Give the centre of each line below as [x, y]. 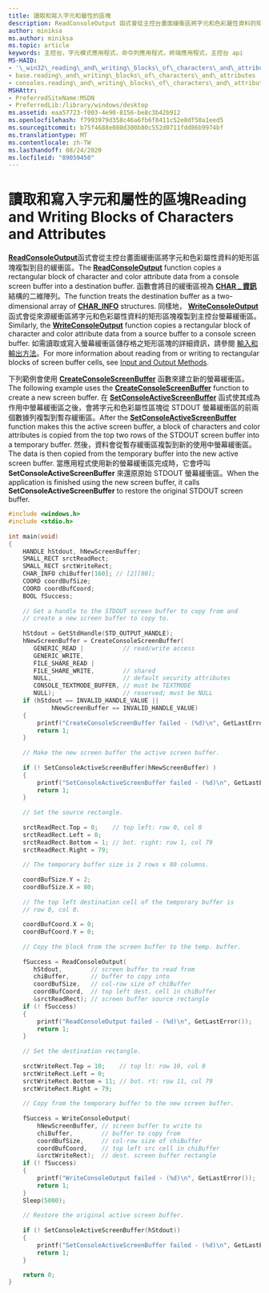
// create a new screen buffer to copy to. [96, 619]
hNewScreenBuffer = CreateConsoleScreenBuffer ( [103, 641]
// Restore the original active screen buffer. [103, 1216]
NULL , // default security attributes [132, 678]
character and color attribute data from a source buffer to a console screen [132, 334]
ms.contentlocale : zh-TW [50, 142]
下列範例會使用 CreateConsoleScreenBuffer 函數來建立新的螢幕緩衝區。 [129, 379]
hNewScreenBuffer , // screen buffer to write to [120, 1126]
